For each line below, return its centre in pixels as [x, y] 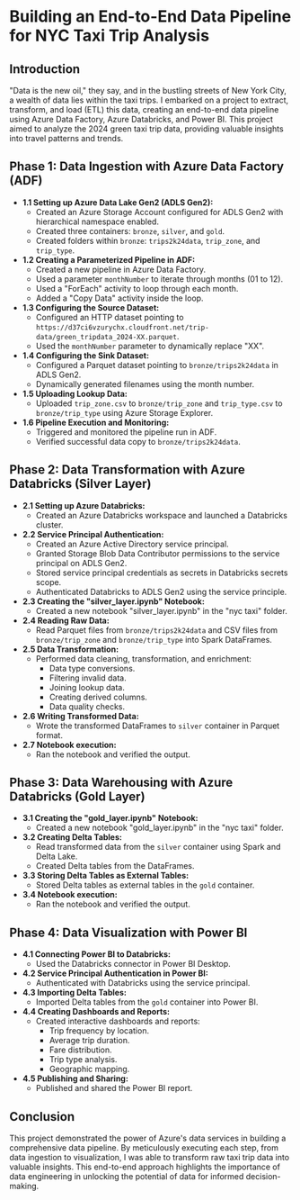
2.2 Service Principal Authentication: [93, 534]
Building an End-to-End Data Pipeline [150, 17]
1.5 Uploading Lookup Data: [75, 393]
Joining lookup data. [87, 687]
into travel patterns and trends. [66, 138]
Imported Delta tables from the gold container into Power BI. [147, 1002]
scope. [49, 582]
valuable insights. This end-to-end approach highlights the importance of [145, 1167]
